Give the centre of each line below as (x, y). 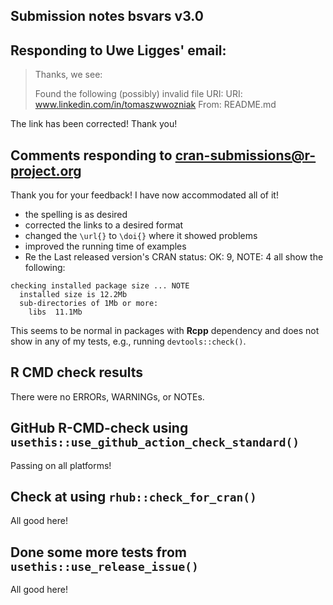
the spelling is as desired (76, 215)
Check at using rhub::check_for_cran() (133, 497)
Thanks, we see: (68, 75)
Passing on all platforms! (61, 465)
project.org (46, 170)
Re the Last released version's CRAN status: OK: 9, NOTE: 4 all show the (174, 257)
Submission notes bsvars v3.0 (107, 16)
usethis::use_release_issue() (104, 566)
